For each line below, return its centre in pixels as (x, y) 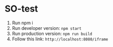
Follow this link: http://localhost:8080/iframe (60, 39)
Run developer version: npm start (47, 28)
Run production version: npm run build (52, 33)
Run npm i (22, 23)
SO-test (21, 9)
